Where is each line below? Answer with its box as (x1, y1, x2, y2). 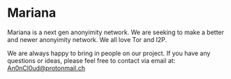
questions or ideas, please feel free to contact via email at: (7, 56, 176, 64)
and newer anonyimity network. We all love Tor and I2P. (7, 35, 167, 43)
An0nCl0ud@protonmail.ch (7, 64, 86, 72)
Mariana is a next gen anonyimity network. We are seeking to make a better (7, 28, 225, 36)
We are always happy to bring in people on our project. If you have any (7, 49, 211, 57)
